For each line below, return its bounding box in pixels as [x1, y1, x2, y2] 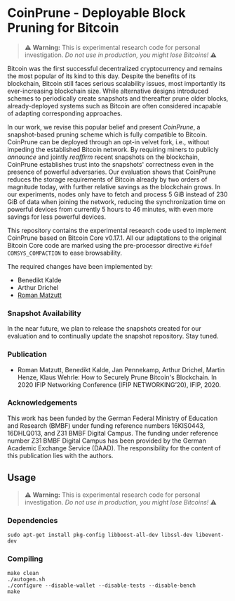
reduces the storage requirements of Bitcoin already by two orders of [7, 175, 208, 184]
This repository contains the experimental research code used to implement [7, 226, 227, 234]
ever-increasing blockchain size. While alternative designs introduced [7, 87, 209, 95]
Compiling [7, 554, 43, 564]
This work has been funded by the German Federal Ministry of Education [7, 414, 218, 422]
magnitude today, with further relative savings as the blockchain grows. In [7, 182, 221, 191]
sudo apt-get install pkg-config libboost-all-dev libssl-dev [7, 531, 193, 538]
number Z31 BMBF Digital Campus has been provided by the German [7, 436, 207, 445]
